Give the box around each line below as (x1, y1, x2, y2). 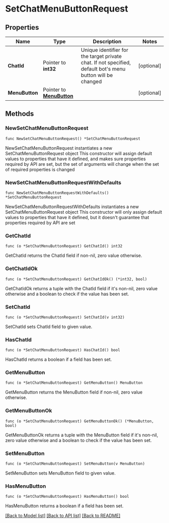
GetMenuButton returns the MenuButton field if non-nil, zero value (5, 389, 143, 396)
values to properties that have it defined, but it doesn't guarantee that (5, 214, 149, 220)
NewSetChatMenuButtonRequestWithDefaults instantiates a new (5, 204, 139, 210)
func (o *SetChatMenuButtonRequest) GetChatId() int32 (5, 244, 123, 249)
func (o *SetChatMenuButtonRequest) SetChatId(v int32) (5, 314, 125, 320)
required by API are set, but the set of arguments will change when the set (5, 161, 159, 167)
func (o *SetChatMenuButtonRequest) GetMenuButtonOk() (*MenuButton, (5, 419, 154, 424)
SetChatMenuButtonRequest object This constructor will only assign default (5, 209, 162, 215)
